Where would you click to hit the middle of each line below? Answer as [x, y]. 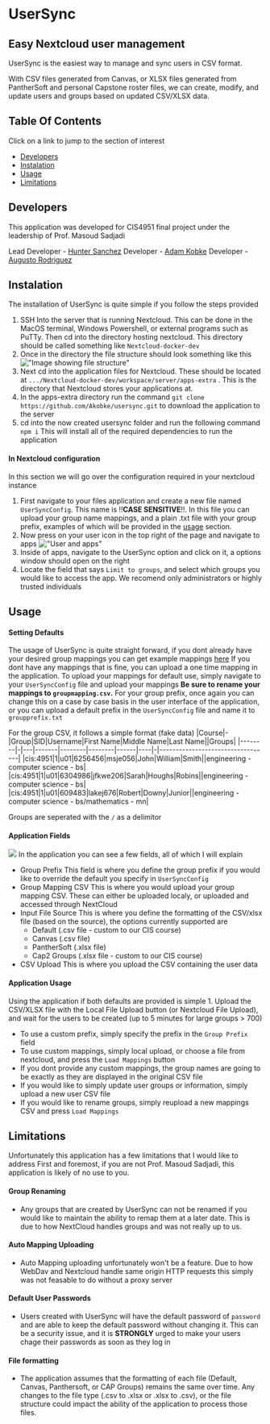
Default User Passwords [50, 1298]
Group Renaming [37, 1192]
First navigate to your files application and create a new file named [131, 500]
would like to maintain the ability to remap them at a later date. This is [135, 1217]
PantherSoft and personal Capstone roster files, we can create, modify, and [134, 87]
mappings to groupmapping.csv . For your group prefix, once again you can [131, 693]
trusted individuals [51, 587]
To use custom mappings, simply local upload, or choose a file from [133, 1050]
